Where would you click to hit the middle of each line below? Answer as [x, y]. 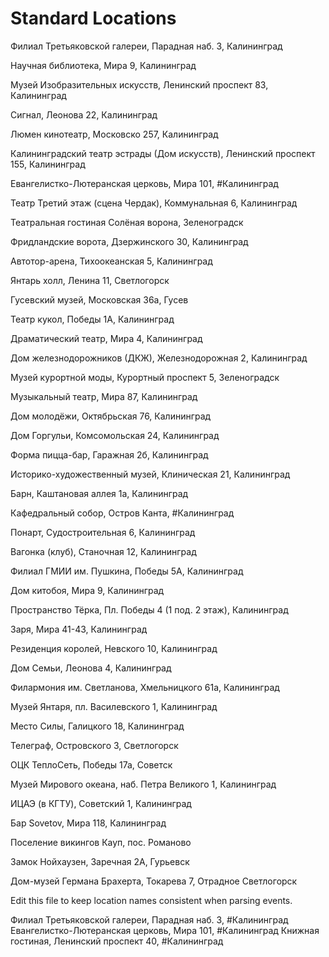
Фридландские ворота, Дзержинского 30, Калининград [129, 241]
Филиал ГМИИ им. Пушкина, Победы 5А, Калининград [127, 571]
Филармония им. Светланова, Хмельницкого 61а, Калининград [145, 687]
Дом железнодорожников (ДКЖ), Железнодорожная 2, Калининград [159, 358]
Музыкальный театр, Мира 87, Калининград [104, 396]
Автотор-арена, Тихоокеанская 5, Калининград [111, 261]
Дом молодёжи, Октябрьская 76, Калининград [111, 416]
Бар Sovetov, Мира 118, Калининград [88, 823]
